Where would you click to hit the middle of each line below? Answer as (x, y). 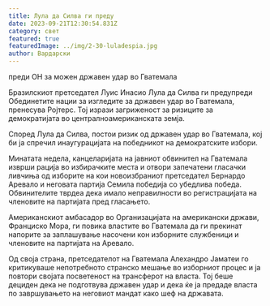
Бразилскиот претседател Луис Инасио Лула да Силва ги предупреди (131, 93)
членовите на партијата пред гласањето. (79, 201)
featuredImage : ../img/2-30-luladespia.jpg (83, 46)
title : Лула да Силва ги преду (61, 16)
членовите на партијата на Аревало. (71, 243)
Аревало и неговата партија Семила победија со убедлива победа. (125, 184)
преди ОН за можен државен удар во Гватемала (93, 77)
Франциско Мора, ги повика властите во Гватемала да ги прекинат (125, 226)
